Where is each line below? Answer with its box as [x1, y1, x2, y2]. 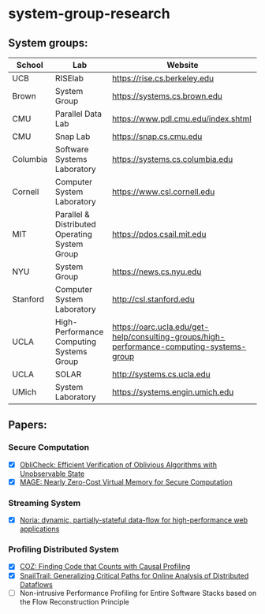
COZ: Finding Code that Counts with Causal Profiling [19, 562, 191, 571]
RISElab [54, 73, 84, 84]
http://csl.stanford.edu [111, 294, 195, 305]
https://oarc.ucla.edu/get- [111, 321, 210, 332]
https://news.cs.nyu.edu [111, 266, 202, 277]
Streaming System [8, 497, 81, 508]
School [16, 60, 43, 70]
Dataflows [19, 579, 53, 589]
